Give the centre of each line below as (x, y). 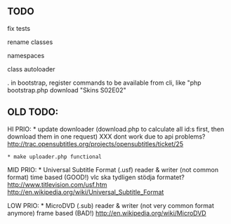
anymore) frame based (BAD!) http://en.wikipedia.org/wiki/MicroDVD (107, 213)
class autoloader (31, 69)
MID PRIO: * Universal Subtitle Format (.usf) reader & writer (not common (113, 169)
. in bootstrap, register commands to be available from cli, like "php (104, 83)
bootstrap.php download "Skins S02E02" (67, 90)
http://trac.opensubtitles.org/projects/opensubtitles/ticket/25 (95, 143)
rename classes (30, 42)
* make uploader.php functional (54, 157)
